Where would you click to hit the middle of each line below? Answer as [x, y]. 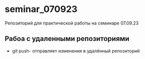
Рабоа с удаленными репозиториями [67, 39]
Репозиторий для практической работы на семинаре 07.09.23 [72, 23]
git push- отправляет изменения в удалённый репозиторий [76, 50]
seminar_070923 [41, 9]
